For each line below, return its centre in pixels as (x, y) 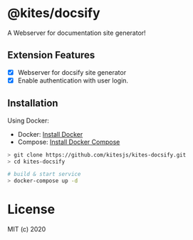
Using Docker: (28, 120)
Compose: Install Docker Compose (69, 142)
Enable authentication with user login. (73, 80)
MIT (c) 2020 (27, 229)
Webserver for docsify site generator (72, 72)
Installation (33, 104)
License (31, 210)
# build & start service (44, 174)
